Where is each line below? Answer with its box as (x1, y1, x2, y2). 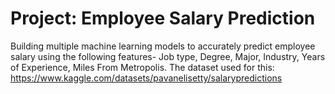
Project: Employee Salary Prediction (10, 7, 316, 30)
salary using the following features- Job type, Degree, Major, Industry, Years (10, 50, 326, 62)
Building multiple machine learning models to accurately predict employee (10, 40, 316, 52)
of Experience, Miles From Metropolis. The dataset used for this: (10, 61, 275, 73)
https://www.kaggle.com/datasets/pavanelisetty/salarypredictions (10, 72, 283, 84)
